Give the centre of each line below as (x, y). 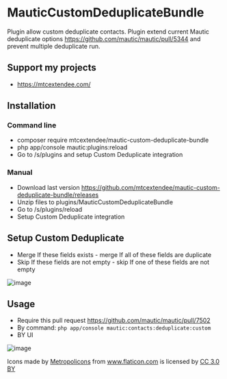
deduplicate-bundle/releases (58, 195)
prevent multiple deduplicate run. (54, 46)
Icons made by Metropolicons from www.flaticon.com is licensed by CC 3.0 (113, 362)
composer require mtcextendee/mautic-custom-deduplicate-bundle (113, 140)
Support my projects (52, 68)
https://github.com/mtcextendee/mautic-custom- (150, 187)
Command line (32, 125)
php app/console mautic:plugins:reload (72, 147)
